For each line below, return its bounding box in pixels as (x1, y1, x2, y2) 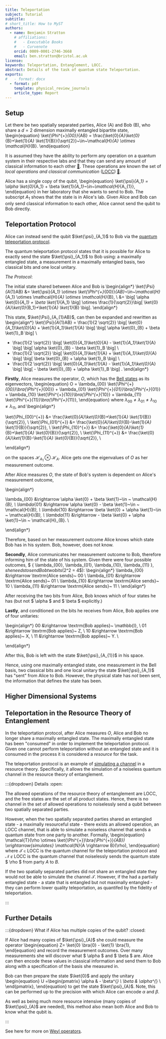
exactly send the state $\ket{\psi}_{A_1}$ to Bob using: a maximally (5, 253, 142, 259)
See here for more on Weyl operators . (5, 1028, 82, 1034)
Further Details (5, 914, 53, 922)
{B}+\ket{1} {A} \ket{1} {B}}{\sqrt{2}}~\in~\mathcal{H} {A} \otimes (5, 138, 135, 144)
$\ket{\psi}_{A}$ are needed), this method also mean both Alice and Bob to (5, 1003, 159, 1009)
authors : (5, 26, 23, 31)
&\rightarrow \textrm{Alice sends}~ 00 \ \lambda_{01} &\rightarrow (5, 572, 141, 578)
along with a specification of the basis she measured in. (5, 963, 119, 969)
